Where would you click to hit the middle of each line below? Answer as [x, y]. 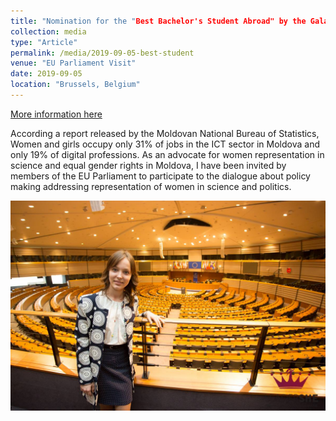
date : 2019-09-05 [46, 74]
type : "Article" [44, 42]
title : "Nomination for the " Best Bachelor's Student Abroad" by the [158, 21]
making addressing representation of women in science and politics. [151, 186]
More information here [56, 114]
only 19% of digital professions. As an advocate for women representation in [167, 154]
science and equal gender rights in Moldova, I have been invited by [148, 165]
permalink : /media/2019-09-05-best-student [102, 53]
